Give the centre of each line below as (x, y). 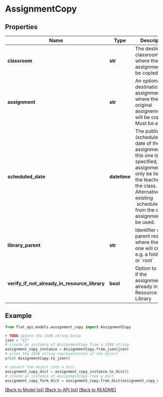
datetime (120, 177)
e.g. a (141, 254)
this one (144, 155)
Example (18, 316)
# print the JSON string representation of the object (62, 354)
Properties (21, 27)
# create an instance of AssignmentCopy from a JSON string (67, 345)
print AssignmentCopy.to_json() (38, 358)
